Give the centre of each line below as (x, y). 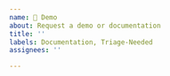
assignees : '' (36, 50)
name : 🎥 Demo (33, 17)
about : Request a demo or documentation (85, 26)
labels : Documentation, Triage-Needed (81, 42)
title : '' (28, 34)
